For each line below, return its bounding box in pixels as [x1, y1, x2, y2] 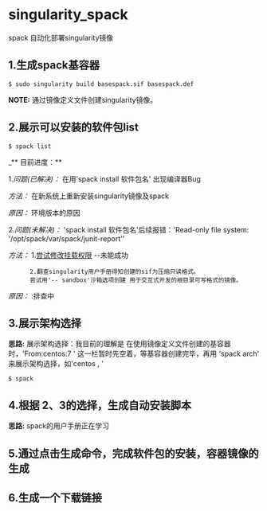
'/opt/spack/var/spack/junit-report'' [8, 233, 125, 244]
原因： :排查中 [8, 291, 54, 300]
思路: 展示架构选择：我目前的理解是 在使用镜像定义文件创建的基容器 [8, 339, 231, 349]
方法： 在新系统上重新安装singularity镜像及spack [8, 191, 170, 201]
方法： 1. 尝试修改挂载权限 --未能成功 [8, 250, 129, 259]
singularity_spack [8, 6, 129, 24]
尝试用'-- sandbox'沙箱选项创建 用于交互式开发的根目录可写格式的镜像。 [29, 276, 242, 284]
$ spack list [8, 142, 52, 150]
